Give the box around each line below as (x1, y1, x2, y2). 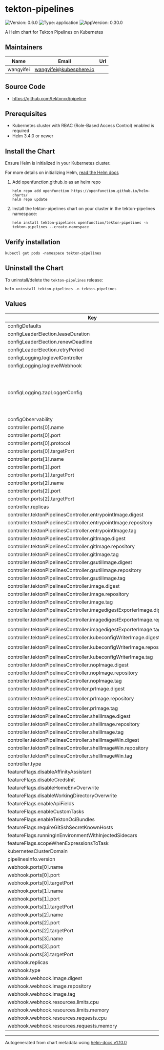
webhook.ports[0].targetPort (7, 879, 74, 886)
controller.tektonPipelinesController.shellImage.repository (7, 721, 140, 728)
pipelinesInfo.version (7, 856, 56, 862)
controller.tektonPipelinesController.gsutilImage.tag (7, 575, 125, 581)
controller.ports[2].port (7, 487, 61, 494)
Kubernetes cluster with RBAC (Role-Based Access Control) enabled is (12, 123, 155, 129)
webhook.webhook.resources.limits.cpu (7, 998, 99, 1005)
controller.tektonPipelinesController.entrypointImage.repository (7, 519, 153, 526)
